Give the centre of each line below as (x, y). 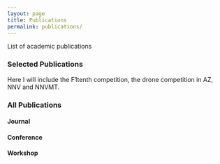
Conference (25, 137)
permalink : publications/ (45, 26)
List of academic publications (50, 47)
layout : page (26, 14)
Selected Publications (45, 65)
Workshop (23, 153)
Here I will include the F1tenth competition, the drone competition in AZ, (110, 79)
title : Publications (37, 20)
